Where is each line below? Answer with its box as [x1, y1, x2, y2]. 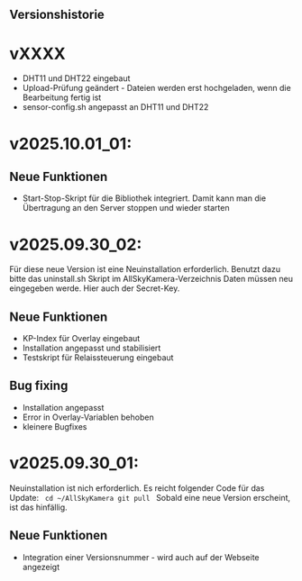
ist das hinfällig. [9, 502, 68, 513]
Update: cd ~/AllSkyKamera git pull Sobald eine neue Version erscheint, [9, 492, 291, 503]
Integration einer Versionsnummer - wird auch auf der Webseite [22, 551, 260, 562]
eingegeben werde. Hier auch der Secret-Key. [9, 283, 180, 294]
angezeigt [22, 561, 60, 572]
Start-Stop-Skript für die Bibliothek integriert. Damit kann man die [22, 193, 267, 204]
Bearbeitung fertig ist [22, 92, 102, 103]
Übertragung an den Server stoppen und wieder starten [22, 203, 230, 213]
